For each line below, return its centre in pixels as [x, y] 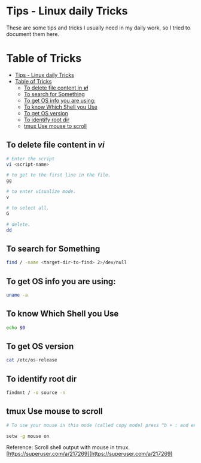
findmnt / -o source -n [36, 393]
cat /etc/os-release [32, 360]
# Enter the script [31, 159]
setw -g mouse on [28, 436]
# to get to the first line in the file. [59, 175]
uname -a [17, 295]
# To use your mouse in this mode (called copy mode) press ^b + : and [97, 425]
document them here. [33, 34]
